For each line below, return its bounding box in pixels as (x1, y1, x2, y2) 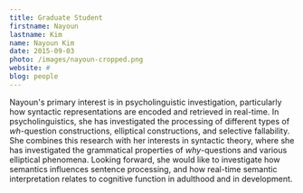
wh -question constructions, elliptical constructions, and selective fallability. (9, 125, 290, 136)
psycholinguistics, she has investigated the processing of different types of (9, 115, 290, 126)
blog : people (9, 72, 59, 81)
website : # (9, 64, 51, 73)
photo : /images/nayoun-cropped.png (9, 55, 144, 64)
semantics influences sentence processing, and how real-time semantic (9, 163, 278, 174)
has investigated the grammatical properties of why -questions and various (9, 144, 288, 155)
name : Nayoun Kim (9, 38, 75, 48)
